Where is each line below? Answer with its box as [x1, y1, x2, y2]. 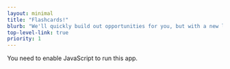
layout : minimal [7, 10, 53, 17]
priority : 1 [7, 36, 41, 42]
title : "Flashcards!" [7, 16, 69, 23]
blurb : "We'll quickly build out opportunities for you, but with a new [7, 23, 219, 29]
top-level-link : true [7, 29, 69, 36]
